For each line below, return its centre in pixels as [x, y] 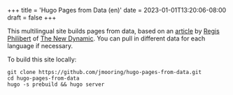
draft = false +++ [32, 17]
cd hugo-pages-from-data [43, 78]
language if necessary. [40, 46]
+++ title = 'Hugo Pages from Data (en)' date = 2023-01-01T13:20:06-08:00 [117, 10]
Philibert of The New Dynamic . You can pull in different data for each [106, 38]
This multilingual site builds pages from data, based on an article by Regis [114, 31]
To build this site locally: [42, 59]
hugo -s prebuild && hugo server [56, 85]
